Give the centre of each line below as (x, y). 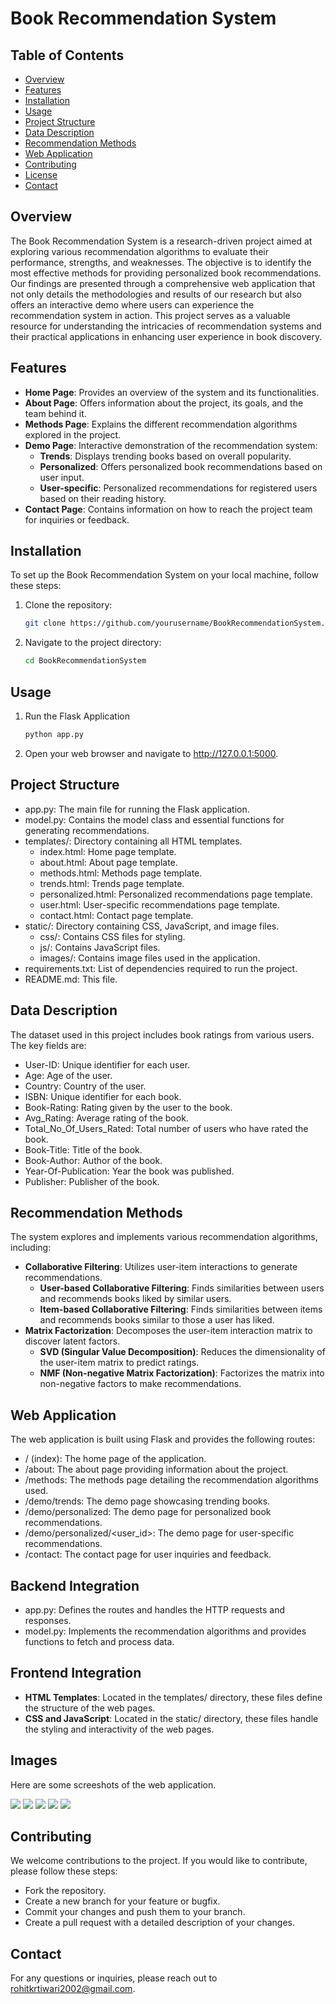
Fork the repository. (65, 1891)
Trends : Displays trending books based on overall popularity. (165, 456)
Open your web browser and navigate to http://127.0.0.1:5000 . (151, 753)
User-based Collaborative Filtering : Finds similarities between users (182, 1288)
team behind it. (55, 413)
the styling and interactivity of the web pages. (119, 1729)
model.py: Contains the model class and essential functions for (154, 819)
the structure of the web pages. (90, 1708)
